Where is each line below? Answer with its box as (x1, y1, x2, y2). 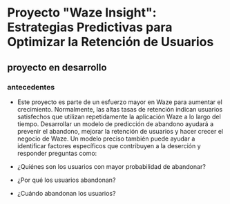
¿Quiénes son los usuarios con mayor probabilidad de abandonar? (17, 162, 206, 170)
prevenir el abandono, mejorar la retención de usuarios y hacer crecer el (17, 127, 223, 135)
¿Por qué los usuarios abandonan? (17, 176, 116, 184)
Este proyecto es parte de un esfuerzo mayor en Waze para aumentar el (17, 98, 222, 106)
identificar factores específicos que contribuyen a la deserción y (17, 141, 202, 150)
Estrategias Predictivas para (7, 19, 173, 35)
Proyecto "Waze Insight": (7, 5, 157, 21)
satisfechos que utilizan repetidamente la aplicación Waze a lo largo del (17, 112, 221, 121)
